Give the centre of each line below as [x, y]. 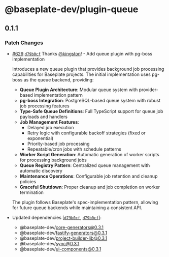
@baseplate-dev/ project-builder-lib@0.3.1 [63, 238]
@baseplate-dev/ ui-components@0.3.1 [60, 249]
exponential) [40, 138]
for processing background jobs [53, 160]
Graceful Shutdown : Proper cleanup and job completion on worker [90, 187]
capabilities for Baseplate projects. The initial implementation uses [81, 74]
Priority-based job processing [58, 144]
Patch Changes [24, 43]
